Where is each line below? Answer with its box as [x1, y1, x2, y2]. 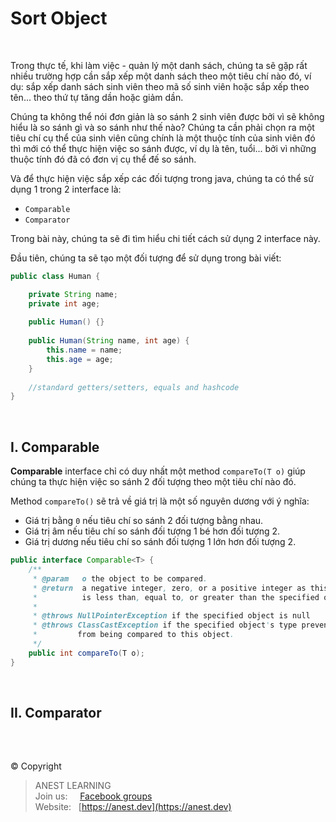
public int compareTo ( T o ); [28, 648, 145, 658]
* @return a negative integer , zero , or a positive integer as [32, 583, 307, 593]
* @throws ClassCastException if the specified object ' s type [32, 620, 298, 631]
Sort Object [10, 7, 108, 30]
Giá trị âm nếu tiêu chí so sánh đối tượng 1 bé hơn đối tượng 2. [24, 525, 281, 537]
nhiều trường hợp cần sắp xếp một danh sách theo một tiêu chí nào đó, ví [10, 70, 312, 82]
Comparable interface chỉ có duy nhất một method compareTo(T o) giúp [10, 465, 306, 477]
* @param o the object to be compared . [32, 573, 208, 584]
